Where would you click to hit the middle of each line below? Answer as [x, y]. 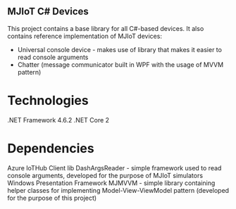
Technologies [48, 101]
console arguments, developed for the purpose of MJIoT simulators [105, 175]
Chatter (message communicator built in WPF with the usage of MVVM [120, 64]
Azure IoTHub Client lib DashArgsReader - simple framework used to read [114, 167]
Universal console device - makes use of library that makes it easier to [119, 49]
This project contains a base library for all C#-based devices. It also [106, 28]
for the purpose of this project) [52, 198]
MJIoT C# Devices [48, 12]
